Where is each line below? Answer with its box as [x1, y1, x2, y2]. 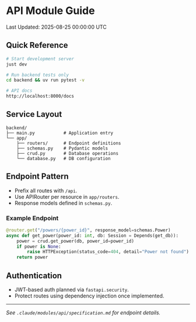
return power [16, 254, 48, 261]
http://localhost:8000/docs [6, 94, 75, 99]
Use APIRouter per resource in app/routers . [14, 193, 120, 200]
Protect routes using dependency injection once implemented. [14, 292, 164, 299]
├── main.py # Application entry [6, 130, 114, 136]
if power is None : [16, 244, 61, 250]
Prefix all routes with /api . [14, 187, 78, 194]
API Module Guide [6, 4, 95, 18]
